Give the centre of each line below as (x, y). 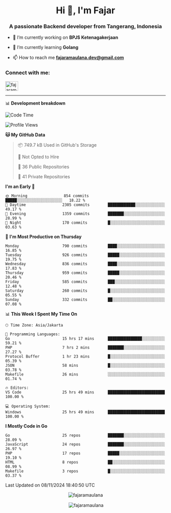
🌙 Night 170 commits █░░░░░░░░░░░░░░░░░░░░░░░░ (85, 223)
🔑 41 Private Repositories (44, 176)
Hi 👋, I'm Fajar (85, 10)
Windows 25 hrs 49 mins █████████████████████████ (85, 412)
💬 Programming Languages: (33, 334)
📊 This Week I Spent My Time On (41, 314)
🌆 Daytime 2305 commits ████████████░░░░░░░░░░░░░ (85, 205)
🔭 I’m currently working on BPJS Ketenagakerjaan (65, 37)
